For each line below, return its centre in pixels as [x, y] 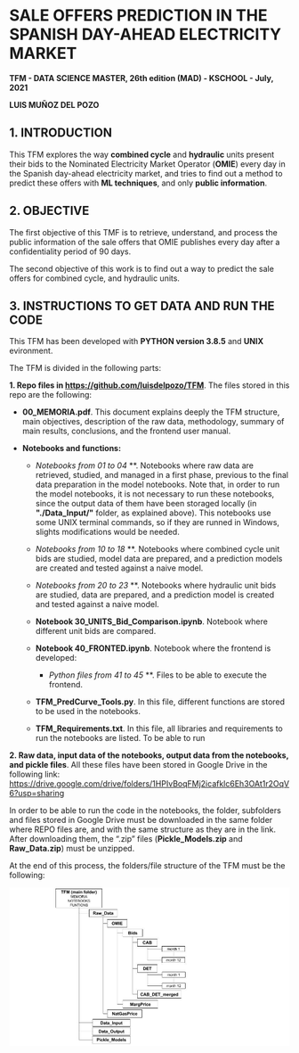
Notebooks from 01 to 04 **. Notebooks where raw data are [144, 465]
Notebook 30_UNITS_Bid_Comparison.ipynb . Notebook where [152, 621]
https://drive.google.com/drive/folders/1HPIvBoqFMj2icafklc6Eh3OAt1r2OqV [149, 784]
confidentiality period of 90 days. [70, 251]
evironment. [31, 351]
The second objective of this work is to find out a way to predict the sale [141, 268]
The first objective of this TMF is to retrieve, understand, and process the [143, 232]
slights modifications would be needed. [107, 532]
